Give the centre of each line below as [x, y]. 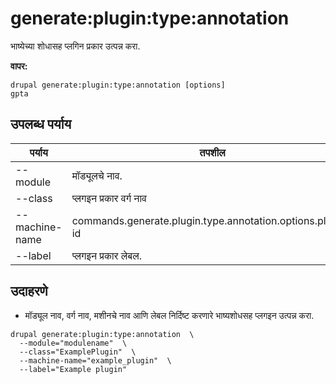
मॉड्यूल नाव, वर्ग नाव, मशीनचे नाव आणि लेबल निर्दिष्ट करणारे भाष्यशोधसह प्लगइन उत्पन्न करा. [169, 315]
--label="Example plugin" [73, 369]
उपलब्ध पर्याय [41, 124]
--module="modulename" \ [73, 343]
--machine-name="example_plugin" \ [95, 360]
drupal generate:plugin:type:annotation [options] [118, 85]
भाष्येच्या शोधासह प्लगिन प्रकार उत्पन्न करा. [75, 46]
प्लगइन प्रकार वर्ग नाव [109, 198]
